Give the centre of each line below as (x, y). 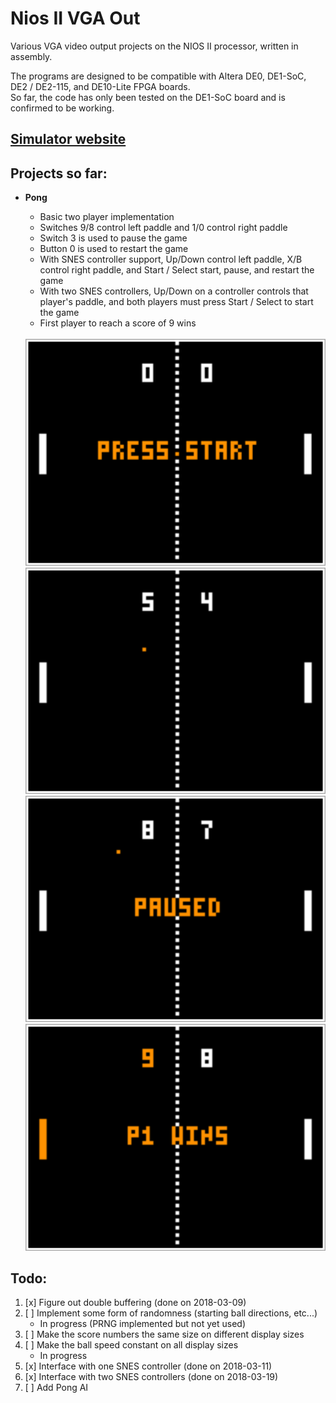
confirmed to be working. (62, 108)
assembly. (31, 56)
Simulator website (68, 139)
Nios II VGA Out (75, 18)
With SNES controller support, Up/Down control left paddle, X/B (171, 259)
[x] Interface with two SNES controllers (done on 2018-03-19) (151, 1377)
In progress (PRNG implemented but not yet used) (142, 1324)
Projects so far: (59, 173)
